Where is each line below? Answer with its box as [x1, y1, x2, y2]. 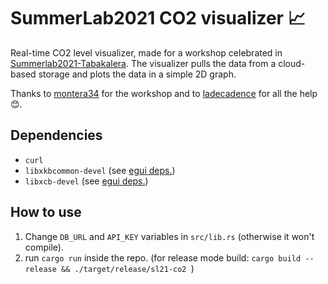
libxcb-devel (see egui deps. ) [24, 175, 149, 187]
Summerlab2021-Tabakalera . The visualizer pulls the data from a [10, 57, 277, 69]
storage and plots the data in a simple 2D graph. [38, 68, 237, 80]
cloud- [278, 57, 306, 69]
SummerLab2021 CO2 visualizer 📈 [10, 7, 306, 30]
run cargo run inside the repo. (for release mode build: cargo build [24, 251, 302, 264]
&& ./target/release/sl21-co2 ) [61, 262, 195, 274]
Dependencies [10, 127, 103, 144]
